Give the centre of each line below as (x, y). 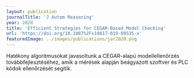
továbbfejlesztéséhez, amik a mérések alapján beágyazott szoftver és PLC (97, 62)
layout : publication (32, 12)
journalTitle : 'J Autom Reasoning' (50, 17)
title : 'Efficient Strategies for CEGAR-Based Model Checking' (86, 28)
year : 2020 (20, 22)
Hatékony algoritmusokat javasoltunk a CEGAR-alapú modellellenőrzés (93, 56)
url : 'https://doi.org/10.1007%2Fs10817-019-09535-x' (74, 34)
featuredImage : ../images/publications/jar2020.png (71, 39)
